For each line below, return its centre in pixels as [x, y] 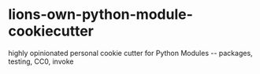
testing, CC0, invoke [41, 61]
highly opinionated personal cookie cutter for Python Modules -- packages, [131, 53]
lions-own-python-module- [100, 15]
